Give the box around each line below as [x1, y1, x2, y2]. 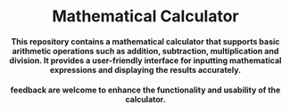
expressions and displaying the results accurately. [49, 64, 242, 75]
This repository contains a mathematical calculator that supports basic [11, 36, 280, 46]
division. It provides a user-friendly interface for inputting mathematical [9, 55, 282, 66]
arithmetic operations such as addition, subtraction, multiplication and [12, 45, 279, 56]
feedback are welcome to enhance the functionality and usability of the [10, 84, 281, 95]
